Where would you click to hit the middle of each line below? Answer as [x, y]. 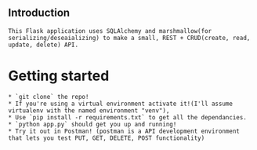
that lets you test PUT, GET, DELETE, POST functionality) [107, 138]
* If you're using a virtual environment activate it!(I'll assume [121, 104]
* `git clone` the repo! [49, 97]
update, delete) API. [43, 45]
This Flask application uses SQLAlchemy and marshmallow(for [110, 31]
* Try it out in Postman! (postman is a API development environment [124, 131]
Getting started [59, 76]
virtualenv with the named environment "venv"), [89, 110]
